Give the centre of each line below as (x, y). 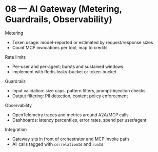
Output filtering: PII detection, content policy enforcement (70, 96)
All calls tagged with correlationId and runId (58, 144)
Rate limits (15, 57)
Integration (16, 129)
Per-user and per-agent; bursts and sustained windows (68, 66)
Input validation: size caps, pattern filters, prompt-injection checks (79, 90)
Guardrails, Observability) (59, 19)
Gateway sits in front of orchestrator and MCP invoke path (70, 139)
